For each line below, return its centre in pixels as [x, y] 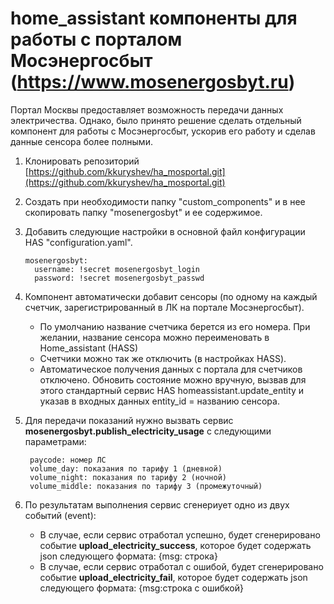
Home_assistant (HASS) [89, 348]
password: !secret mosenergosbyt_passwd [119, 278]
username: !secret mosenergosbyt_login [117, 269]
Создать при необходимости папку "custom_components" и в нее [165, 201]
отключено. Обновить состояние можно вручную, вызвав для [173, 379]
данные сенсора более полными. [81, 141]
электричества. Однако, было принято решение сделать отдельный [156, 120]
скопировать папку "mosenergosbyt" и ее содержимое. [143, 212]
